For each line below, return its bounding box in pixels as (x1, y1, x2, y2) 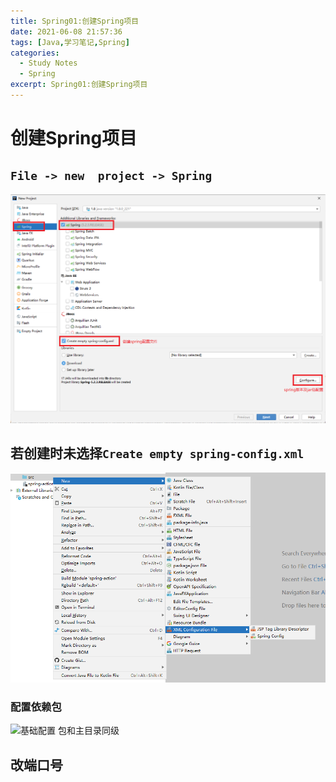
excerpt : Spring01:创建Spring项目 (10, 80, 148, 90)
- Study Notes (19, 58, 78, 69)
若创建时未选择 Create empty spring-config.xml (10, 445, 305, 462)
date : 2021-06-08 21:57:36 (10, 26, 123, 37)
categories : (10, 48, 60, 58)
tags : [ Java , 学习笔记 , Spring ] (10, 37, 130, 47)
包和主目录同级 (57, 725, 120, 737)
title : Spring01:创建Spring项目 (10, 16, 140, 26)
